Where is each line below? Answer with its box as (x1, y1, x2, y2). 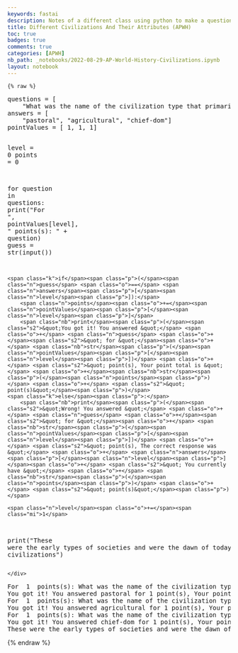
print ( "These (7, 536, 53, 545)
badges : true (7, 37, 46, 44)
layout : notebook (7, 63, 59, 70)
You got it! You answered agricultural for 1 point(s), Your (7, 603, 225, 612)
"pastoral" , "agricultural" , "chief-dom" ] (22, 116, 172, 124)
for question (7, 184, 53, 192)
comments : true (7, 43, 52, 50)
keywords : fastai (7, 10, 59, 18)
